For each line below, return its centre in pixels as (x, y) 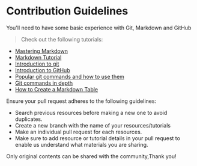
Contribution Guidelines (67, 11)
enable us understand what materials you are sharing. (81, 144)
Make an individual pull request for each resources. (78, 132)
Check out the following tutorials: (62, 39)
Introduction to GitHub (42, 70)
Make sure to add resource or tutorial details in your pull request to (97, 138)
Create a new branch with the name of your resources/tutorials (93, 125)
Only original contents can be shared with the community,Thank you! (91, 156)
